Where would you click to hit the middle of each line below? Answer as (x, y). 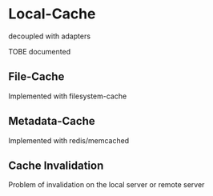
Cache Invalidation (56, 165)
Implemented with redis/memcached (69, 140)
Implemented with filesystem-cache (68, 96)
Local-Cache (52, 14)
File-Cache (36, 77)
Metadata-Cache (52, 121)
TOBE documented (39, 51)
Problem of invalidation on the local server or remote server (106, 185)
